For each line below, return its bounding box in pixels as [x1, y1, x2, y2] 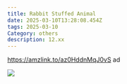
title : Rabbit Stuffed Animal [7, 10, 97, 17]
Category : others [7, 29, 59, 37]
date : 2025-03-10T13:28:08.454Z [7, 17, 102, 24]
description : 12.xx [7, 36, 65, 43]
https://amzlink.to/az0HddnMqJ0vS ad [7, 55, 121, 64]
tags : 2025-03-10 [7, 23, 59, 30]
